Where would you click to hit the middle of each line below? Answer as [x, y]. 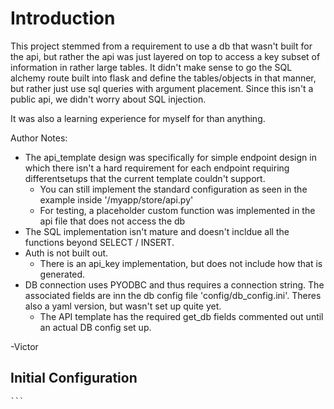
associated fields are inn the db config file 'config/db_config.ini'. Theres [173, 295]
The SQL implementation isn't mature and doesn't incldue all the [157, 231]
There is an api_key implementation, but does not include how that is [181, 263]
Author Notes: [39, 138]
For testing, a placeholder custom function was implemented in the [177, 210]
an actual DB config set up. [95, 327]
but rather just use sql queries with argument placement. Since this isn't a [162, 88]
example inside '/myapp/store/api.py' [116, 199]
